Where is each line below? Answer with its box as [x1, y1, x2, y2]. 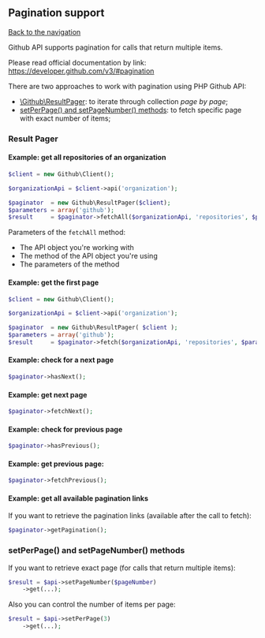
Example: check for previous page [8, 424, 123, 434]
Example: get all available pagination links [8, 493, 148, 503]
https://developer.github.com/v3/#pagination [8, 66, 155, 76]
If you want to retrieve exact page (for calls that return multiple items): [8, 563, 236, 573]
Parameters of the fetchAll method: [8, 228, 126, 237]
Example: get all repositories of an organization [8, 153, 166, 162]
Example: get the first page [8, 278, 99, 287]
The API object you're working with [19, 243, 134, 252]
